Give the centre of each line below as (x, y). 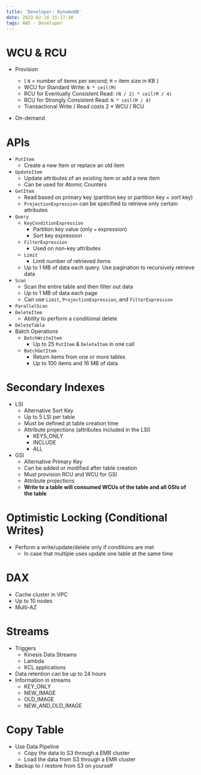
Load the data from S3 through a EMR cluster (80, 759)
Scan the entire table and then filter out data (78, 287)
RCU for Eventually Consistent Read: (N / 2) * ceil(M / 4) (98, 94)
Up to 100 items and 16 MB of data (75, 363)
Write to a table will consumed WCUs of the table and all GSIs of (105, 487)
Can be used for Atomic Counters (65, 184)
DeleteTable (30, 326)
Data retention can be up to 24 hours (61, 674)
